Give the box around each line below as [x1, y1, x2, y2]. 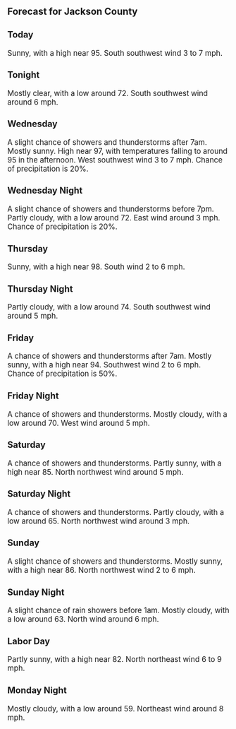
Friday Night [7, 390, 59, 401]
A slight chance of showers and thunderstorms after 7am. [7, 137, 208, 147]
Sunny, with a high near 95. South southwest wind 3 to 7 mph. [7, 48, 223, 58]
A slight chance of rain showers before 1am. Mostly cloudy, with [7, 605, 230, 615]
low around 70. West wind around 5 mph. [7, 418, 150, 428]
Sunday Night [7, 586, 65, 598]
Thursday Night [7, 283, 73, 295]
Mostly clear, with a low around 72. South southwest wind [7, 88, 209, 98]
